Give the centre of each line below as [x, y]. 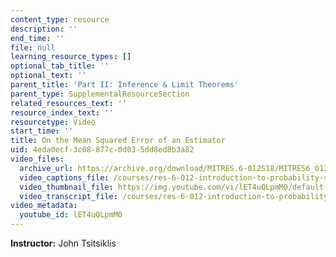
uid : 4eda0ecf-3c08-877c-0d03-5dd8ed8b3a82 [102, 150]
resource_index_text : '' [62, 112]
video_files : [37, 159]
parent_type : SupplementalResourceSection [100, 94]
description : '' [44, 29]
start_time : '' [42, 131]
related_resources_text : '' [69, 103]
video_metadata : [44, 206]
